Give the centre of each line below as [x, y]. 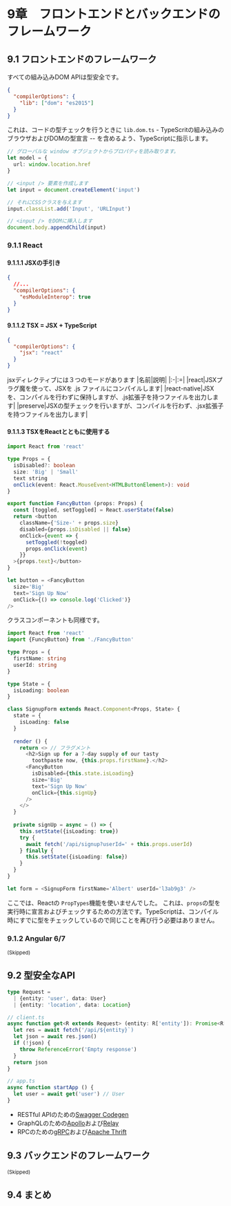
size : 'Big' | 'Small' [46, 472]
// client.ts [26, 1017]
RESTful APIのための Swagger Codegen [73, 1114]
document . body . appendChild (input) [57, 228]
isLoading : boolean [41, 690]
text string [31, 478]
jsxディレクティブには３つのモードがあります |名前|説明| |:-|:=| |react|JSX [112, 380]
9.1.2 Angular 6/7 [36, 939]
